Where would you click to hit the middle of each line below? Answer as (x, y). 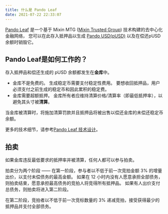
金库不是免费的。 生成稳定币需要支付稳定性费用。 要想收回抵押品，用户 (86, 83)
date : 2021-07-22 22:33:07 (33, 15)
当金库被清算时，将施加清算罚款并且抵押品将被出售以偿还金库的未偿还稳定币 (84, 113)
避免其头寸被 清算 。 (32, 102)
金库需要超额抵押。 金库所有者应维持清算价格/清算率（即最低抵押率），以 (88, 95)
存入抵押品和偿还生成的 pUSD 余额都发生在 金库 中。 (58, 72)
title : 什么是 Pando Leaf (31, 10)
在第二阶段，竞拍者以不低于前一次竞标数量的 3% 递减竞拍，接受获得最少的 (82, 200)
